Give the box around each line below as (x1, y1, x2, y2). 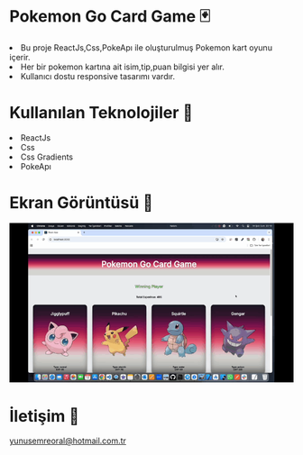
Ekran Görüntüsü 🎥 (9, 193, 153, 214)
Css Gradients (21, 151, 74, 162)
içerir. (9, 51, 31, 62)
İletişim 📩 (9, 405, 79, 426)
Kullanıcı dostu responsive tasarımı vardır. (21, 70, 176, 81)
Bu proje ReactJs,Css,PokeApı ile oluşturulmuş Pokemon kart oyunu (21, 41, 273, 53)
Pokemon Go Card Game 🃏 (9, 6, 211, 27)
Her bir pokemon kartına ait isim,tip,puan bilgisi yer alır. (21, 61, 225, 72)
